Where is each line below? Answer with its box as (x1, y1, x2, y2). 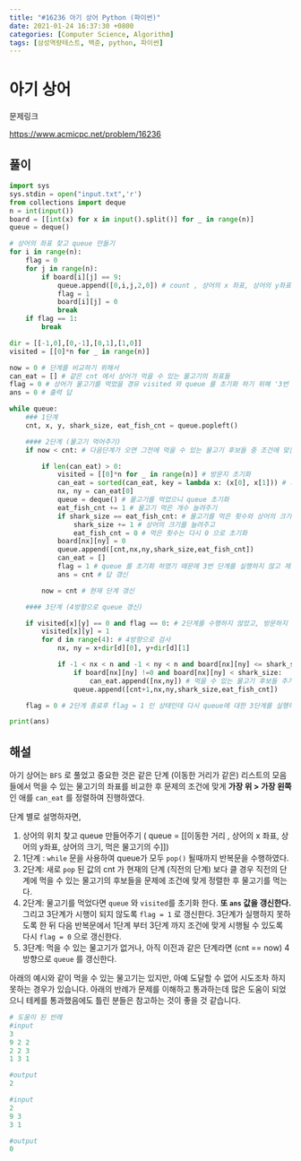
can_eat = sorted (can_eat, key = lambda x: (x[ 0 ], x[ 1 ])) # (56, 479, 287, 488)
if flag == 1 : (25, 315, 78, 324)
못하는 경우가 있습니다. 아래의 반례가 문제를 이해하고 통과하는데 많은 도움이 (9, 983, 271, 995)
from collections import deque (9, 198, 126, 207)
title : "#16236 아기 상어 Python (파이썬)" (9, 13, 161, 22)
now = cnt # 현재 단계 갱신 (41, 586, 135, 595)
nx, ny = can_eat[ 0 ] (56, 487, 134, 496)
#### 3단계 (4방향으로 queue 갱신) (25, 602, 143, 611)
